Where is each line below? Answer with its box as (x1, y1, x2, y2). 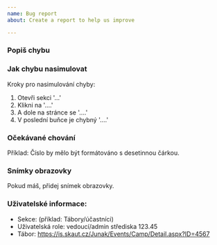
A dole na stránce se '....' (17, 108, 88, 117)
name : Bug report (7, 10, 58, 17)
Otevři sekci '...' (17, 93, 61, 101)
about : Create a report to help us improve (7, 17, 135, 24)
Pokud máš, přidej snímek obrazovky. (7, 182, 114, 190)
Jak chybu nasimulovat (7, 64, 87, 74)
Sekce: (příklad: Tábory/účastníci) (17, 214, 114, 223)
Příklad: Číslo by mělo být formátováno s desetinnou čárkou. (7, 149, 180, 157)
